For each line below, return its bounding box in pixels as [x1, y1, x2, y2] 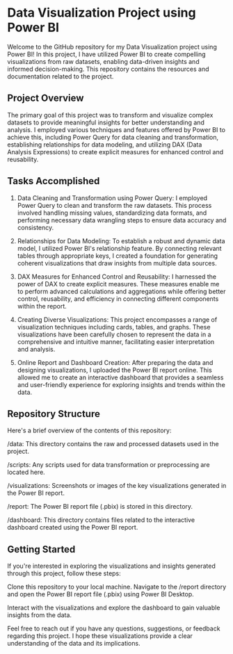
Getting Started [7, 543, 76, 555]
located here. [7, 468, 45, 477]
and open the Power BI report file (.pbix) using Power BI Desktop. [7, 590, 195, 598]
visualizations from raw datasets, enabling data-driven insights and [7, 57, 200, 65]
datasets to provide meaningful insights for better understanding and [7, 118, 205, 126]
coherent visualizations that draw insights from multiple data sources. [17, 259, 217, 267]
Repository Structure [7, 408, 101, 420]
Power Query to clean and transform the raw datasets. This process [17, 201, 212, 209]
